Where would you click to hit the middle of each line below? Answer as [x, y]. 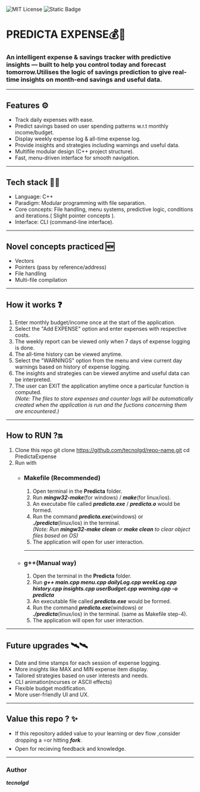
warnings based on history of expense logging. [73, 367]
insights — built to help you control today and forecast [86, 65]
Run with [26, 462]
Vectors [24, 260]
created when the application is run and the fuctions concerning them [101, 405]
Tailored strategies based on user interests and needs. [82, 676]
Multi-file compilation [41, 280]
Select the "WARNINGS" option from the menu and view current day [99, 360]
